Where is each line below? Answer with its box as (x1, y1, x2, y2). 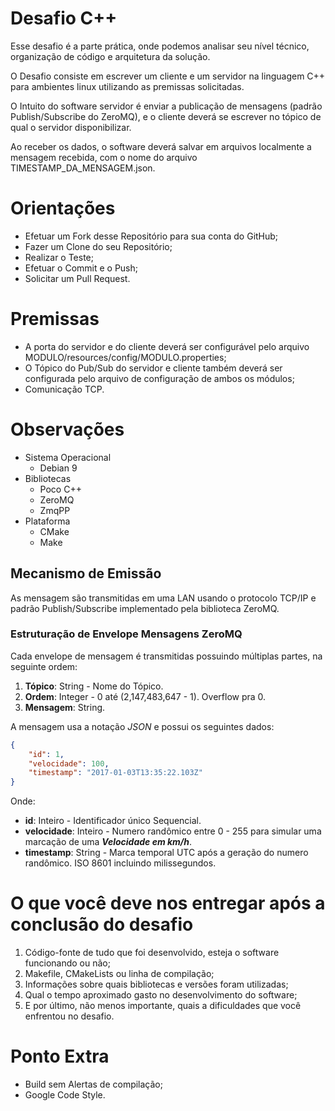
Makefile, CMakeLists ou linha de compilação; (24, 968, 215, 980)
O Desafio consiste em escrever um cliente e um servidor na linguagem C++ (10, 70, 326, 82)
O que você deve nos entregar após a (10, 892, 326, 915)
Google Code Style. (24, 1089, 106, 1101)
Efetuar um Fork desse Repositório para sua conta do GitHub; (24, 230, 279, 242)
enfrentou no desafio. (24, 1010, 115, 1022)
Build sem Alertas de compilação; (24, 1078, 163, 1091)
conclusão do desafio (10, 913, 194, 936)
